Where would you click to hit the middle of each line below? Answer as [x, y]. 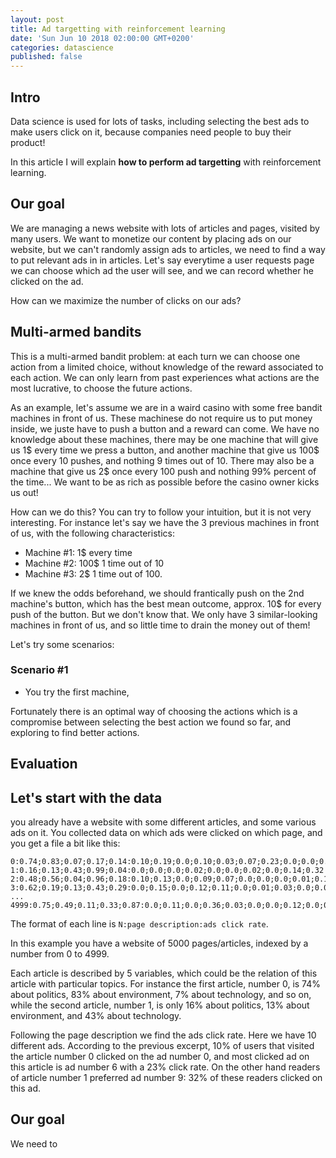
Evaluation [44, 764]
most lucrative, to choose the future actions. [101, 388]
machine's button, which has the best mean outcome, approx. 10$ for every [166, 603]
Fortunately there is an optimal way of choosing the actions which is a [154, 711]
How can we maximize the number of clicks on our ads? [126, 300]
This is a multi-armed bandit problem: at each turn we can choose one [155, 356]
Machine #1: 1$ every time [78, 552]
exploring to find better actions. [75, 732]
